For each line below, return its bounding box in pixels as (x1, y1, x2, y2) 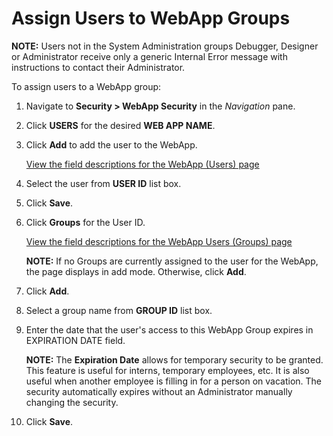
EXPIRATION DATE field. (25, 334, 126, 346)
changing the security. (25, 396, 119, 408)
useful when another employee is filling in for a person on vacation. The (25, 375, 323, 387)
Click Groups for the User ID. (25, 216, 146, 228)
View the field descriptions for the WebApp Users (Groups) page (25, 235, 293, 247)
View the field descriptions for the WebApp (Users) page (25, 158, 260, 170)
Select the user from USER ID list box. (25, 177, 182, 189)
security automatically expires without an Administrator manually (25, 385, 293, 397)
